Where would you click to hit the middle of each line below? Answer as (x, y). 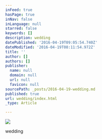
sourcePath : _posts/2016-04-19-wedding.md (50, 89)
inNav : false (19, 19)
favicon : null (24, 84)
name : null (21, 71)
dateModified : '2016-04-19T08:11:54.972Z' (50, 47)
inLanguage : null (23, 24)
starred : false (21, 29)
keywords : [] (19, 33)
